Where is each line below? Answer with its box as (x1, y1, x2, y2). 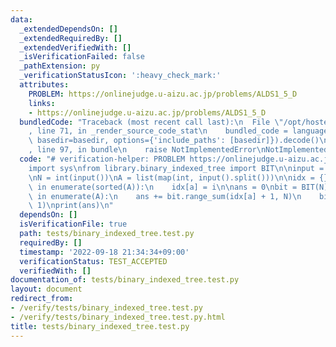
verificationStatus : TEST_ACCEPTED (19, 256, 168, 266)
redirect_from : (10, 294, 74, 304)
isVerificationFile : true (19, 219, 128, 230)
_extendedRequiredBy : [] (19, 33, 123, 43)
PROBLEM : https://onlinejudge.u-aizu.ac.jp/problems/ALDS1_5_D (28, 89, 298, 99)
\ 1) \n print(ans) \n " (28, 201, 114, 211)
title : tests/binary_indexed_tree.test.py (10, 321, 190, 331)
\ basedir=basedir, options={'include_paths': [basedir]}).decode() (28, 136, 320, 146)
